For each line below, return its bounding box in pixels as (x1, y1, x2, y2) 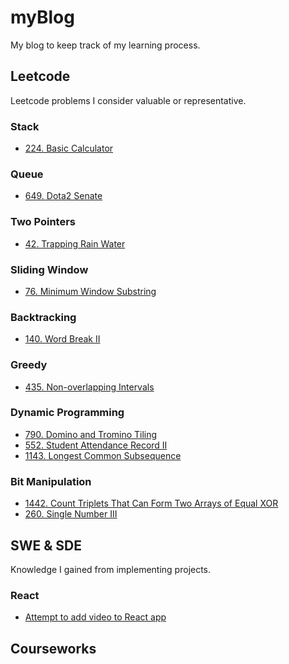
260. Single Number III (24, 508, 118, 520)
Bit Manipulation (10, 474, 92, 488)
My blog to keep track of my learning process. (10, 39, 201, 51)
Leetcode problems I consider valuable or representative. (10, 94, 247, 106)
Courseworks (10, 640, 97, 657)
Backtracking (10, 310, 77, 324)
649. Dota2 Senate (24, 190, 103, 202)
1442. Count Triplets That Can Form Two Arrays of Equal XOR (24, 497, 279, 510)
